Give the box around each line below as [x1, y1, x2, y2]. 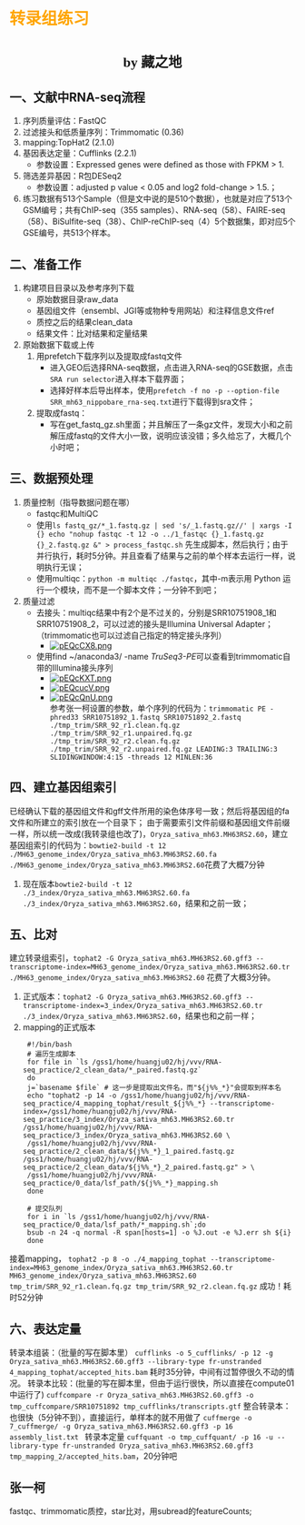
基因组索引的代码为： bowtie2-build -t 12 [9, 839, 167, 851]
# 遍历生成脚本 [26, 1050, 76, 1059]
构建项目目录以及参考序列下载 [22, 283, 134, 293]
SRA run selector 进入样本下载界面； [49, 374, 187, 384]
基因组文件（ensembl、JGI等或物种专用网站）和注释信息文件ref [35, 306, 275, 316]
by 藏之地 [123, 55, 182, 71]
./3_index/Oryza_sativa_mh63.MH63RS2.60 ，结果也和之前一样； [22, 1011, 257, 1022]
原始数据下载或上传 [22, 339, 95, 350]
